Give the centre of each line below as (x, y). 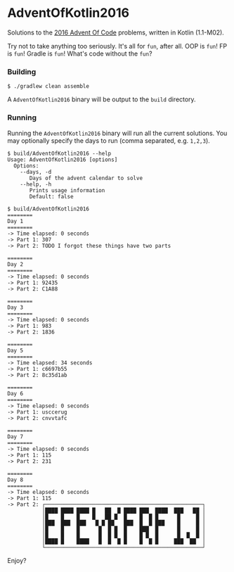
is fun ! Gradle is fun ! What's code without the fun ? (80, 53)
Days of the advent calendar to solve (86, 178)
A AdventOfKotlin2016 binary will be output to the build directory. (102, 99)
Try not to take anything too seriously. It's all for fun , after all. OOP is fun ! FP (117, 46)
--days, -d (36, 172)
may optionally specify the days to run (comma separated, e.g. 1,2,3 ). (109, 140)
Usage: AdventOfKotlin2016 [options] (63, 160)
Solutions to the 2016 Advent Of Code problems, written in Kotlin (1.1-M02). (116, 32)
